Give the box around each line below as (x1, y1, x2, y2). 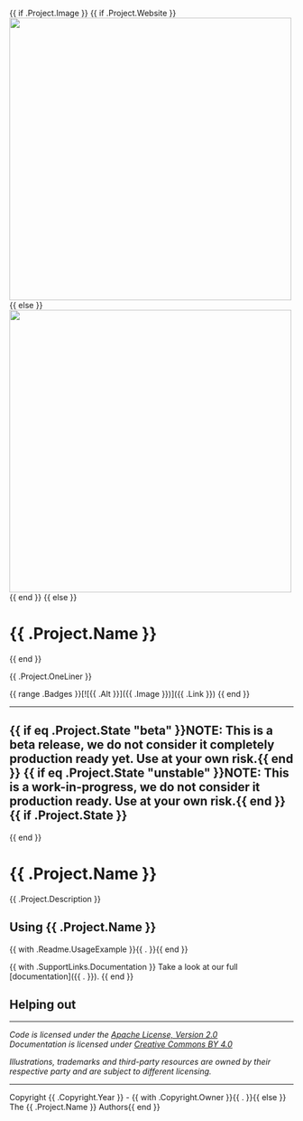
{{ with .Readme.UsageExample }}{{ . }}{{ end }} (9, 944, 188, 955)
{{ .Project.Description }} (9, 893, 101, 904)
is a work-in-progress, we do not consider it (9, 779, 261, 795)
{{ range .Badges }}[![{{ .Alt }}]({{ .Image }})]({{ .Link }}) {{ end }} (9, 688, 251, 699)
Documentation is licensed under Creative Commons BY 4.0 (9, 1039, 233, 1050)
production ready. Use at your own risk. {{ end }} (9, 794, 286, 809)
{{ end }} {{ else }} (9, 592, 78, 602)
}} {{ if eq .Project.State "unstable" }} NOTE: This (9, 766, 290, 781)
